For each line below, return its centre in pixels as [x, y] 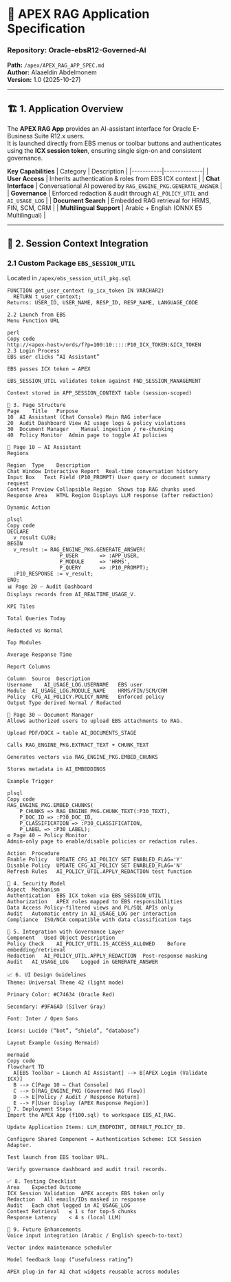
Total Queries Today [37, 618]
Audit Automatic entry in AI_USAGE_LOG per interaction [92, 914]
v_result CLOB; [35, 537]
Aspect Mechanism [33, 890]
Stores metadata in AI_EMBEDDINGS [57, 769]
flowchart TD [26, 1066]
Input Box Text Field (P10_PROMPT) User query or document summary [109, 477]
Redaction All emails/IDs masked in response [77, 1199]
